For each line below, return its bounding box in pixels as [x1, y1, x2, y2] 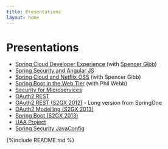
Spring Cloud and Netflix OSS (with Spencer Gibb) [15, 73, 141, 81]
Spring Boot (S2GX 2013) [15, 112, 79, 119]
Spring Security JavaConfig [15, 125, 85, 132]
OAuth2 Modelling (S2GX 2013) [15, 105, 94, 113]
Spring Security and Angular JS [15, 67, 94, 74]
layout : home [6, 15, 40, 21]
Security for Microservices [15, 86, 82, 94]
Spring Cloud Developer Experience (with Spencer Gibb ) [15, 61, 157, 68]
